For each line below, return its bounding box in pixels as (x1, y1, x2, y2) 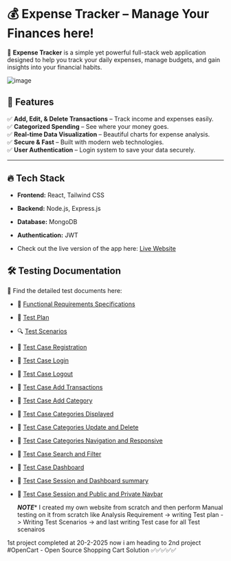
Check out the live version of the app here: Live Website (16, 244, 177, 252)
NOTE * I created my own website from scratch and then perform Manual (16, 503, 223, 511)
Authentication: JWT (16, 231, 78, 239)
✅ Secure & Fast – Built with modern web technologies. (7, 138, 164, 146)
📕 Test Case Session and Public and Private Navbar (16, 490, 164, 498)
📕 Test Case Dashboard (16, 463, 85, 471)
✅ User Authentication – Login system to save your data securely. (7, 145, 196, 154)
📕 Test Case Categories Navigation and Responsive (16, 436, 163, 445)
